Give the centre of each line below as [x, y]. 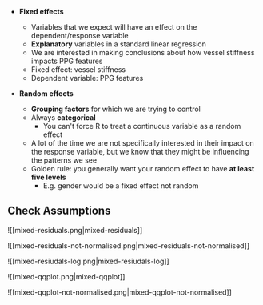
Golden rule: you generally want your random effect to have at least [143, 169]
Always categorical [64, 118]
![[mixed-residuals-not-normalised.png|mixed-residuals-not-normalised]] [128, 245]
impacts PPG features [67, 61]
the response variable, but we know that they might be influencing [140, 152]
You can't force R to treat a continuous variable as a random [142, 126]
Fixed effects [42, 12]
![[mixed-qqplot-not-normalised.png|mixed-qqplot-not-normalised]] [120, 292]
